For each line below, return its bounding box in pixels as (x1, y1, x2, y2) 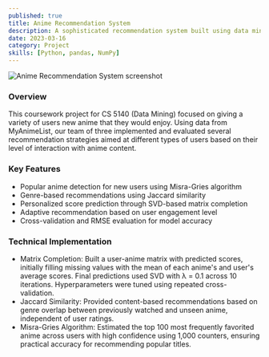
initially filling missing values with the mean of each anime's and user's (19, 262, 255, 272)
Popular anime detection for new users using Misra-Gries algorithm (19, 181, 243, 191)
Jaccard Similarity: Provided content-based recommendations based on (19, 296, 258, 306)
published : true (8, 11, 62, 20)
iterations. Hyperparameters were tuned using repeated (19, 279, 204, 289)
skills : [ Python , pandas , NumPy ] (8, 49, 120, 57)
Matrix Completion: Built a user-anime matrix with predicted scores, (19, 254, 243, 263)
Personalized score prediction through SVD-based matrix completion (19, 198, 248, 209)
